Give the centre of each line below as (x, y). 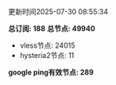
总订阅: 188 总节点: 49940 (52, 29)
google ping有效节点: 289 (51, 72)
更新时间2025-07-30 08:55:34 (58, 12)
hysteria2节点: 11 (47, 55)
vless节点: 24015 (47, 45)
